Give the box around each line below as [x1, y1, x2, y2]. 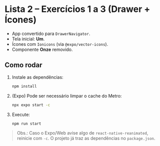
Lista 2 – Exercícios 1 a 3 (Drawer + [4, 3, 151, 15]
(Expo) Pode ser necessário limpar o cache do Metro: [11, 93, 122, 99]
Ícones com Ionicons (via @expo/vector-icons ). [11, 41, 108, 47]
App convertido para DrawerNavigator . [11, 30, 91, 36]
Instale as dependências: [11, 74, 63, 80]
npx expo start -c [11, 102, 50, 108]
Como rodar [4, 61, 43, 69]
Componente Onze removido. [11, 46, 73, 52]
